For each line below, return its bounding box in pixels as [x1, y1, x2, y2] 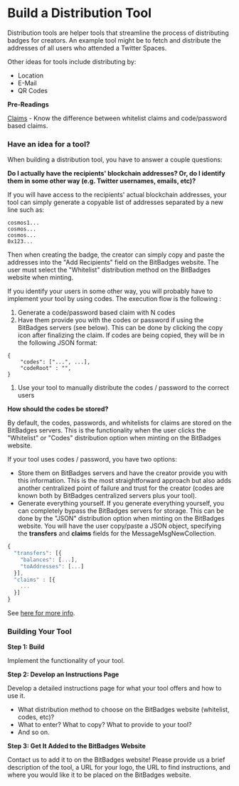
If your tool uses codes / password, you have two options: [7, 455, 178, 464]
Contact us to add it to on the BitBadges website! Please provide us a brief [7, 755, 225, 764]
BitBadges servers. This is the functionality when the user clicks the [7, 426, 206, 435]
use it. [7, 691, 26, 700]
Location [17, 71, 44, 80]
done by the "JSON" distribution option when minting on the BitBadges [17, 514, 225, 523]
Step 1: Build [7, 642, 45, 652]
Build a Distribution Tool [7, 5, 152, 21]
